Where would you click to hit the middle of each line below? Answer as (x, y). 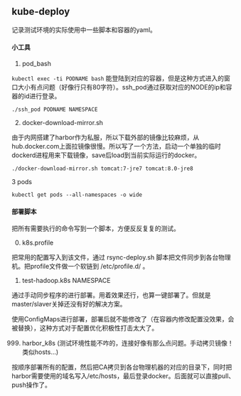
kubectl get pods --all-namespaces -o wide (77, 195)
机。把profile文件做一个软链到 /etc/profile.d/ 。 (80, 267)
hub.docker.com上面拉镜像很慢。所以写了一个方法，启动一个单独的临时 (116, 146)
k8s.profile (38, 243)
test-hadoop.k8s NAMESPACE (66, 281)
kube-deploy (41, 12)
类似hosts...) (40, 352)
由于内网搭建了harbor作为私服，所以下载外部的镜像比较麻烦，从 (106, 137)
